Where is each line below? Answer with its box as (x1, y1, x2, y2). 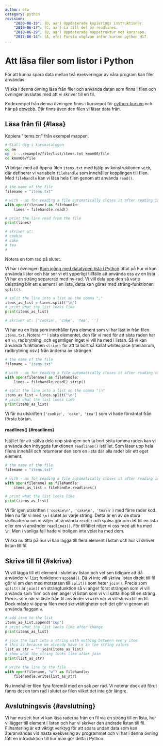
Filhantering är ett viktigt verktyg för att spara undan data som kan (5, 725, 138, 731)
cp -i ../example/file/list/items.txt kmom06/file (5, 152, 110, 157)
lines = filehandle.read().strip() (14, 379, 86, 384)
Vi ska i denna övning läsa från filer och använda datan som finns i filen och (5, 86, 156, 92)
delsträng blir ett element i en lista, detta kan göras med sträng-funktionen (5, 281, 154, 287)
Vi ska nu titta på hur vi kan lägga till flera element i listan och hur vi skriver (5, 537, 155, 544)
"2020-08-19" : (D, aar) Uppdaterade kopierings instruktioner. (14, 20, 145, 26)
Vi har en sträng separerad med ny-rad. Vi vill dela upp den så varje (5, 276, 141, 282)
